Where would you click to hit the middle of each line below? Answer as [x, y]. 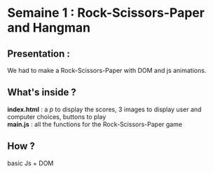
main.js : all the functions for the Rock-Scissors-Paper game [95, 124]
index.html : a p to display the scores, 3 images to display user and [104, 109]
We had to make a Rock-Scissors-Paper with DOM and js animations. [107, 70]
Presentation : [39, 54]
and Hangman [49, 28]
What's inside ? [42, 92]
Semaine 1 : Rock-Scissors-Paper [106, 13]
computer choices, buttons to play [57, 116]
